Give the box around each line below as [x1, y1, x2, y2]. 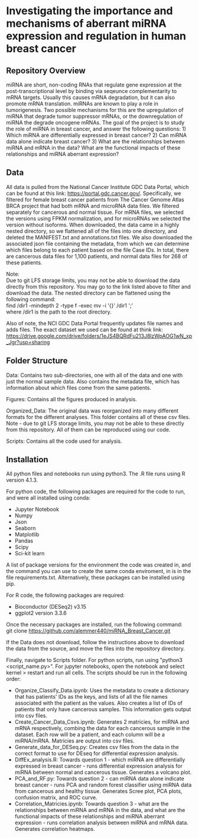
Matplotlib [14, 531, 40, 538]
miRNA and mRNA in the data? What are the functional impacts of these [6, 144, 181, 151]
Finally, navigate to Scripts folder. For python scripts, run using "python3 [6, 657, 183, 664]
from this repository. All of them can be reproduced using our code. [6, 426, 171, 433]
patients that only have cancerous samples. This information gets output [14, 706, 191, 713]
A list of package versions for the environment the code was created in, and [6, 561, 191, 568]
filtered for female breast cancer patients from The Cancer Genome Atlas [6, 196, 184, 203]
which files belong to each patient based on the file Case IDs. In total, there [6, 246, 189, 253]
